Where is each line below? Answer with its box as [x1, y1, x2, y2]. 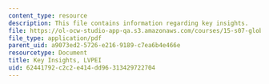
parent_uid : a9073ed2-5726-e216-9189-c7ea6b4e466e [8, 42, 181, 50]
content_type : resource [8, 11, 88, 20]
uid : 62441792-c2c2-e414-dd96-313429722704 [8, 64, 156, 72]
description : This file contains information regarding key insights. [8, 19, 249, 27]
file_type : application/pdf [8, 34, 102, 42]
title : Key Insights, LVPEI [8, 57, 102, 65]
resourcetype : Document [8, 49, 88, 57]
